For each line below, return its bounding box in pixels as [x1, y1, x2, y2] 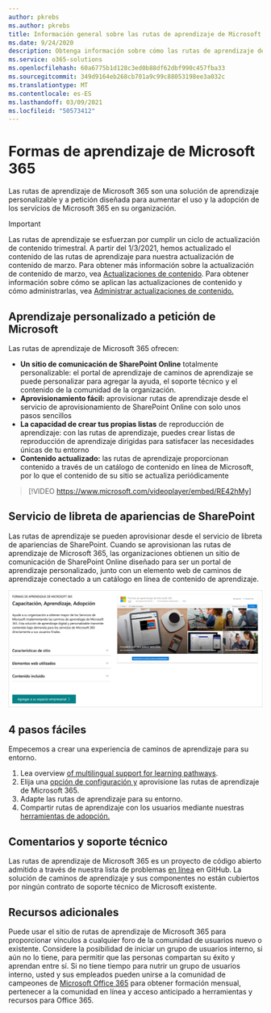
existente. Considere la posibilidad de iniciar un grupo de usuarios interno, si [8, 944, 263, 954]
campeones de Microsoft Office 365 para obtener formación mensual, [8, 978, 242, 988]
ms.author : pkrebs [8, 21, 70, 30]
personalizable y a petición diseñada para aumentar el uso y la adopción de [8, 195, 260, 205]
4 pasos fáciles [8, 723, 87, 737]
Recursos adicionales [8, 905, 119, 919]
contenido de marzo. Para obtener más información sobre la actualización [8, 261, 254, 270]
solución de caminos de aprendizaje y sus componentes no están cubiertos [8, 873, 260, 883]
